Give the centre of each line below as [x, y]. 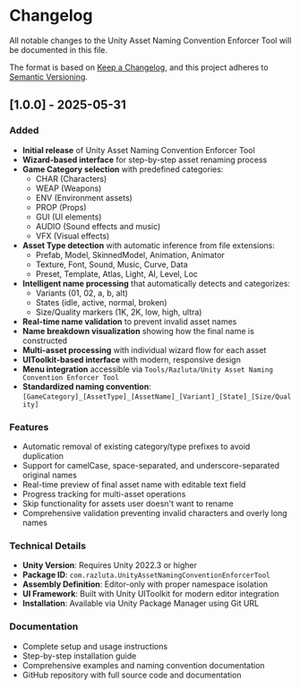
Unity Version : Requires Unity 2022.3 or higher [110, 565]
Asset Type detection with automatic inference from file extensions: [149, 245]
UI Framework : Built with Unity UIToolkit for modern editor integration [150, 594]
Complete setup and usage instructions [95, 646]
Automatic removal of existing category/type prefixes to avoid [136, 446]
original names [50, 475]
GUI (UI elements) [69, 217]
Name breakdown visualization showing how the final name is [138, 331]
